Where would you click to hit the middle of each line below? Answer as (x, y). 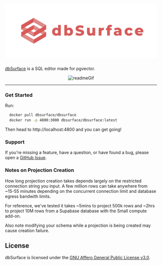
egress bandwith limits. (28, 196)
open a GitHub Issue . (26, 158)
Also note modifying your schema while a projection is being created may (78, 225)
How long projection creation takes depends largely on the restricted (73, 181)
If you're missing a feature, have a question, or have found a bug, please (77, 153)
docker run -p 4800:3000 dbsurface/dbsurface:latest (63, 120)
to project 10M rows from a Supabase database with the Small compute (76, 211)
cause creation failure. (27, 230)
